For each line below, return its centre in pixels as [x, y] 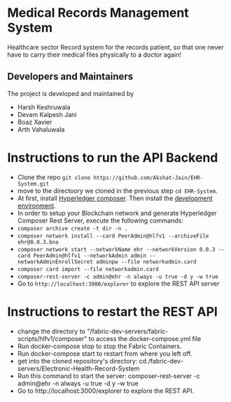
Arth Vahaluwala [41, 129]
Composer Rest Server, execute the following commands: [100, 220]
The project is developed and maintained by [71, 93]
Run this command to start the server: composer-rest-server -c [109, 375]
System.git [33, 183]
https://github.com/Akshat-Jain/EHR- [148, 178]
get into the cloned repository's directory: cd [82, 361]
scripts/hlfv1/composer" [52, 338]
